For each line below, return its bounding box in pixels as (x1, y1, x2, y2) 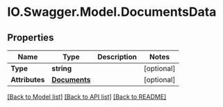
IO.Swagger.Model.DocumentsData (7, 4, 217, 20)
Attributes (10, 75, 45, 84)
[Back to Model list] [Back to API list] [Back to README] (7, 93, 167, 101)
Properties (7, 32, 54, 43)
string (51, 64, 72, 73)
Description (97, 52, 138, 61)
